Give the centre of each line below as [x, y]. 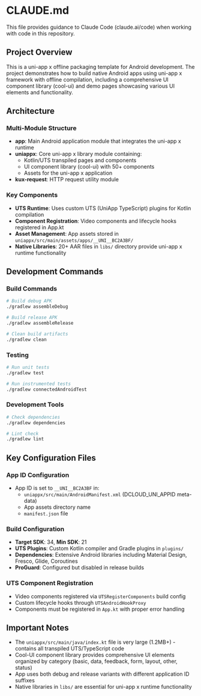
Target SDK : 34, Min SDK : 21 [51, 542]
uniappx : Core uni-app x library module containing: [78, 154]
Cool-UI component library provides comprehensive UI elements [95, 655]
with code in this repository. [40, 33]
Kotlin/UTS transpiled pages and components [80, 160]
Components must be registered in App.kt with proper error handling [100, 609]
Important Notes [37, 628]
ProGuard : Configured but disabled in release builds [79, 568]
